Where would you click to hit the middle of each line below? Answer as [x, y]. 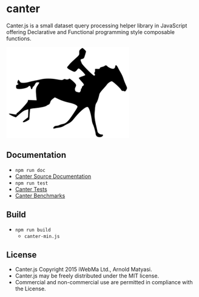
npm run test [32, 183]
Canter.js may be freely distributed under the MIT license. [87, 276]
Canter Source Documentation [53, 176]
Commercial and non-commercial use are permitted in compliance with [104, 282]
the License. [31, 289]
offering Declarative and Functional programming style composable [90, 32]
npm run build [33, 230]
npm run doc [30, 170]
